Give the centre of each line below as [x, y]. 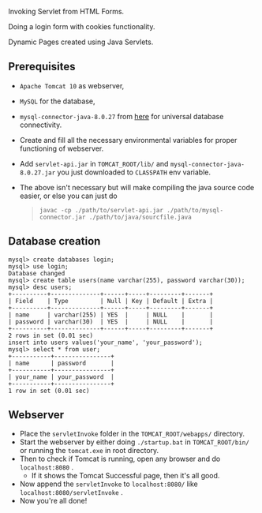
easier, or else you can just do [68, 196]
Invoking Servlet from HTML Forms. [66, 11]
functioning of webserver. [62, 148]
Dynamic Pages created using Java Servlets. [81, 42]
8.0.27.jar [37, 173]
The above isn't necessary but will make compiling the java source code [137, 187]
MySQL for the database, [57, 101]
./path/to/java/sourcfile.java [140, 217]
